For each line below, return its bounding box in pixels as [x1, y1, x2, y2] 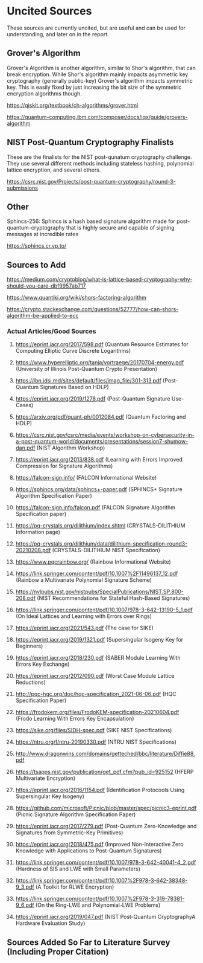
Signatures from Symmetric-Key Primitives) [15, 829, 123, 836]
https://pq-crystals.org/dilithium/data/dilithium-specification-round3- [15, 540, 188, 547]
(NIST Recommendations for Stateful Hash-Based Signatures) [36, 594, 190, 602]
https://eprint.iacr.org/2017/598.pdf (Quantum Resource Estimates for [15, 341, 189, 348]
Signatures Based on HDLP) [39, 384, 109, 391]
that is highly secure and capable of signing [66, 224, 175, 231]
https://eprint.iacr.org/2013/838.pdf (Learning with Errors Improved [15, 456, 183, 463]
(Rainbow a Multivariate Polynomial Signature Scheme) [15, 576, 152, 584]
